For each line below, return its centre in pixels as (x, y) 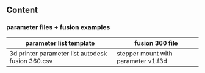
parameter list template (60, 43)
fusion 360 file (156, 43)
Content (22, 10)
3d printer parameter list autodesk (58, 53)
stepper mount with (145, 53)
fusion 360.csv (31, 61)
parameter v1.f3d (142, 61)
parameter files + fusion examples (58, 27)
